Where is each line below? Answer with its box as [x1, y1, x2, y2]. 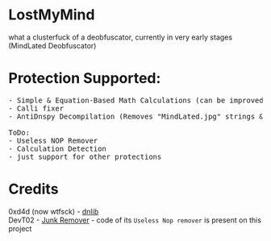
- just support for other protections [8, 152, 162, 161]
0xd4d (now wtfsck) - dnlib [8, 206, 99, 216]
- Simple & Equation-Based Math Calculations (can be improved [8, 95, 264, 105]
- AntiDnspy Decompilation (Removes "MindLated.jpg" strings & [8, 111, 264, 121]
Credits [8, 180, 59, 198]
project [8, 223, 32, 233]
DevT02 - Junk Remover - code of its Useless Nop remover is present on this [8, 215, 262, 225]
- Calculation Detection [8, 143, 106, 153]
